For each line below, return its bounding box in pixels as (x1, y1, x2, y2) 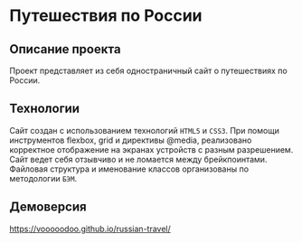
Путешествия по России (9, 5, 203, 26)
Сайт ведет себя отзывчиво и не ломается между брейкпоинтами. (9, 154, 268, 164)
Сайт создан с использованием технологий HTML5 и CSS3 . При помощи (9, 125, 280, 136)
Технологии (9, 101, 80, 117)
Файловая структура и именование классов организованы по (9, 164, 250, 174)
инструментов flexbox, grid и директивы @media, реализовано (9, 135, 252, 145)
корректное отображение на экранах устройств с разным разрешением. (9, 144, 294, 154)
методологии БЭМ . (9, 173, 78, 183)
